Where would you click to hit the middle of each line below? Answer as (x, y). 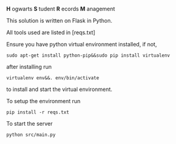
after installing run (29, 67)
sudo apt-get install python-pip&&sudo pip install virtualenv (88, 56)
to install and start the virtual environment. (59, 89)
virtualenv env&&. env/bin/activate (53, 78)
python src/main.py (31, 135)
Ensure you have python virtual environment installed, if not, (82, 44)
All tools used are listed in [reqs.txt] (51, 32)
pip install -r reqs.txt (38, 112)
